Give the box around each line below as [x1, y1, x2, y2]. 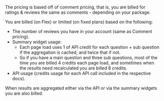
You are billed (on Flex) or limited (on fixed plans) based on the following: [5, 19, 153, 25]
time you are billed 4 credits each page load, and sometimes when [19, 60, 155, 66]
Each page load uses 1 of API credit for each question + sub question [19, 44, 160, 50]
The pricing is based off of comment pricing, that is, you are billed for [5, 4, 146, 10]
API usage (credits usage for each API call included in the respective [12, 70, 151, 76]
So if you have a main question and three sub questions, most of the [19, 55, 158, 61]
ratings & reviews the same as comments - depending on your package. [5, 9, 151, 15]
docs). [12, 76, 26, 81]
